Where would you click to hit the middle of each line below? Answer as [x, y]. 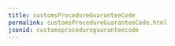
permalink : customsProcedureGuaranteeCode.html [88, 23]
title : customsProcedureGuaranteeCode [72, 15]
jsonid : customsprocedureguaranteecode [74, 30]
